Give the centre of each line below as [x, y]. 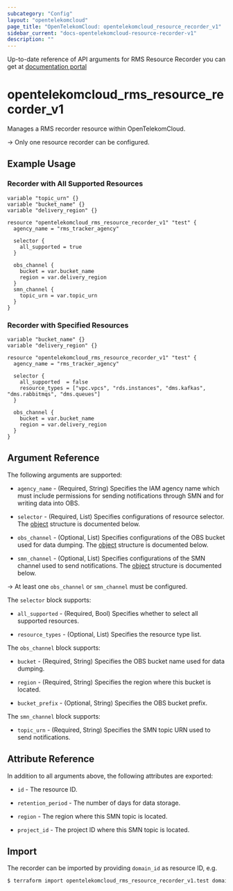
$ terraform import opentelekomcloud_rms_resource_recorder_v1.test [108, 881]
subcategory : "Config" [40, 14]
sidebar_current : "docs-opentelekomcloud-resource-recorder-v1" [102, 33]
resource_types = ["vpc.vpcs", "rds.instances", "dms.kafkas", [113, 389]
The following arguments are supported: [65, 475]
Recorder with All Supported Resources [75, 183]
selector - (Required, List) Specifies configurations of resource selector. [121, 516]
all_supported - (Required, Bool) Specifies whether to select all [107, 613]
